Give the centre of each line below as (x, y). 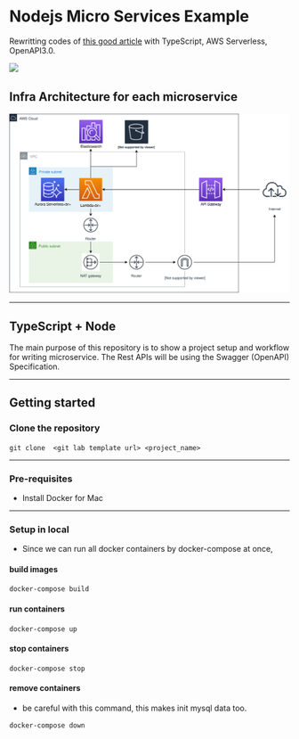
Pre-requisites (41, 479)
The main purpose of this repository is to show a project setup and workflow (149, 347)
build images (33, 569)
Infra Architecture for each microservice (124, 97)
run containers (37, 609)
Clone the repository (55, 428)
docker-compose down (48, 726)
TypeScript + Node (63, 326)
